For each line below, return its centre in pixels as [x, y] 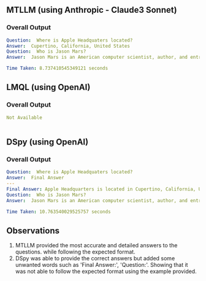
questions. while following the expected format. [75, 252]
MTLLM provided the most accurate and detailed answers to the [96, 245]
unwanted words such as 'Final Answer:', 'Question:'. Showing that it [101, 265]
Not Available [25, 118]
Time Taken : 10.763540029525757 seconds [59, 212]
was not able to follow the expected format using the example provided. [106, 271]
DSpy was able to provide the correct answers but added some [95, 258]
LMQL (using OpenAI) [48, 87]
